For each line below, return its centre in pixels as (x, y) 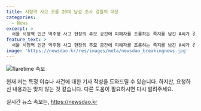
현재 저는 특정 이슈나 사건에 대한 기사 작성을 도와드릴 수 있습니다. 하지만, (91, 81)
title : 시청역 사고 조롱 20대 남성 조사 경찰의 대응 (63, 12)
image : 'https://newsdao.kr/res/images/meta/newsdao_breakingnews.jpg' (97, 51)
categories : (21, 17)
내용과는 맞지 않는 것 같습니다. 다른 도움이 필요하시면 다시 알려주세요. (93, 89)
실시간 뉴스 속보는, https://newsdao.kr (52, 101)
